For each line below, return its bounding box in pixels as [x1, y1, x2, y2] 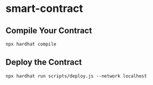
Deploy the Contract [5, 57, 82, 67]
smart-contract [5, 2, 83, 15]
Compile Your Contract [5, 26, 92, 36]
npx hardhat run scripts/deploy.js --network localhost [5, 73, 147, 79]
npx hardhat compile [5, 41, 57, 47]
